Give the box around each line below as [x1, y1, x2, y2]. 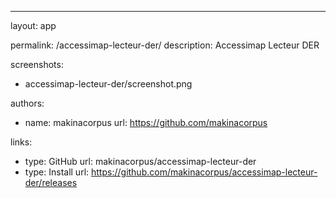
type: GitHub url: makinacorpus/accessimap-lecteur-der [24, 156, 257, 167]
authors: [10, 97, 45, 109]
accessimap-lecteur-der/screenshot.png [24, 78, 193, 90]
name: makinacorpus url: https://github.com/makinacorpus [24, 117, 268, 128]
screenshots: [10, 59, 64, 70]
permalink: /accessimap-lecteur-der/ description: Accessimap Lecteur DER [10, 39, 320, 51]
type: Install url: [24, 166, 90, 178]
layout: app [10, 20, 57, 31]
